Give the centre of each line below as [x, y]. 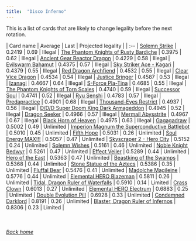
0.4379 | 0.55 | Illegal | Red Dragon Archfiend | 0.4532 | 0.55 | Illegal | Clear [97, 70]
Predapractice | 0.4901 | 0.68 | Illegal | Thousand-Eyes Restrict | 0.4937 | [94, 101]
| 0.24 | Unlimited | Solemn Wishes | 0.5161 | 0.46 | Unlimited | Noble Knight [97, 145]
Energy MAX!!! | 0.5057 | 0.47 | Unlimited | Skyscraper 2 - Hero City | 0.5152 [98, 139]
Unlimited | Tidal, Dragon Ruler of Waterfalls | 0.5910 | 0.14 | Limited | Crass [97, 183]
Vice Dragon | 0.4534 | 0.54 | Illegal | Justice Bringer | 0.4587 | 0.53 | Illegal [97, 77]
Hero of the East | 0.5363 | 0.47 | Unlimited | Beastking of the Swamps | [92, 157]
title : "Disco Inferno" [36, 11]
